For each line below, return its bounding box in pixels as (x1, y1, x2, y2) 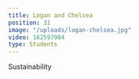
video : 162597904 (8, 33, 65, 41)
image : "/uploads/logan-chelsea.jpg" (8, 26, 132, 34)
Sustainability (8, 62, 53, 71)
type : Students (8, 41, 58, 48)
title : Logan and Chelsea (8, 11, 93, 20)
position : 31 (8, 19, 51, 27)
